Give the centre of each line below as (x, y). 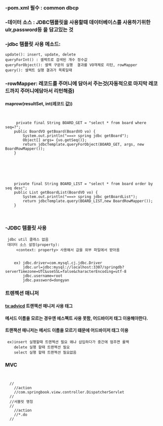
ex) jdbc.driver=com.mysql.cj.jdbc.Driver (58, 263)
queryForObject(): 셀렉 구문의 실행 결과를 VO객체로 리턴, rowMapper (71, 65)
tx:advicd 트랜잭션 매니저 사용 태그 (39, 306)
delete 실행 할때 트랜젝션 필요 (42, 347)
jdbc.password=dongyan (46, 280)
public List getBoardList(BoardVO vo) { (56, 193)
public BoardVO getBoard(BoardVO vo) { (55, 131)
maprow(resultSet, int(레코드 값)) (39, 103)
